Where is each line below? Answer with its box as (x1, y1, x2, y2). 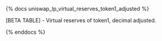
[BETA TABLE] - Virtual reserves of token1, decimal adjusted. (5, 17, 157, 24)
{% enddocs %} (5, 28, 46, 36)
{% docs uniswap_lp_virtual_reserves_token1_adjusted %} (5, 5, 149, 12)
